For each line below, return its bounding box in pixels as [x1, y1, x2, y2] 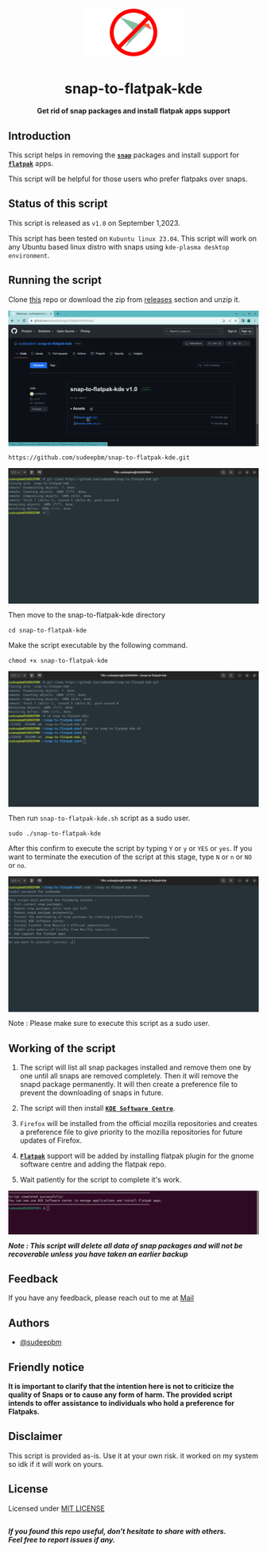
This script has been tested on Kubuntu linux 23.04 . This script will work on [8, 234, 257, 243]
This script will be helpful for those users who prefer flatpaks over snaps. [8, 174, 248, 184]
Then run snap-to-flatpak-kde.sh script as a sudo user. [8, 814, 191, 823]
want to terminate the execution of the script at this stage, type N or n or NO [8, 852, 252, 861]
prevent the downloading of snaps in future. [19, 1088, 164, 1097]
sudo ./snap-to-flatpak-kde [8, 830, 102, 838]
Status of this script [8, 197, 109, 211]
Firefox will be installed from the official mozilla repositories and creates [19, 1119, 258, 1128]
